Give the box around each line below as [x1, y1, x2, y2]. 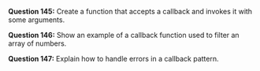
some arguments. [8, 15, 65, 24]
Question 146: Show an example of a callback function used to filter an [8, 31, 240, 39]
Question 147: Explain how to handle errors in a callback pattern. [8, 54, 219, 63]
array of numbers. [8, 39, 67, 48]
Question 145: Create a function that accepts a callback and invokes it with [8, 7, 253, 16]
